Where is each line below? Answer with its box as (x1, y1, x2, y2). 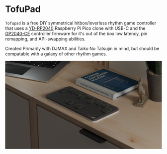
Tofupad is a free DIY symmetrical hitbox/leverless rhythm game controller (5, 20, 157, 26)
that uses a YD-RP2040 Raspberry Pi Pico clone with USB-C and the (5, 25, 146, 31)
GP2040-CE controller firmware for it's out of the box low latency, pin (5, 30, 148, 36)
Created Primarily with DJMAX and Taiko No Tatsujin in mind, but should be (5, 45, 160, 51)
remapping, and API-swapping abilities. (5, 36, 86, 42)
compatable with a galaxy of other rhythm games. (5, 51, 107, 57)
